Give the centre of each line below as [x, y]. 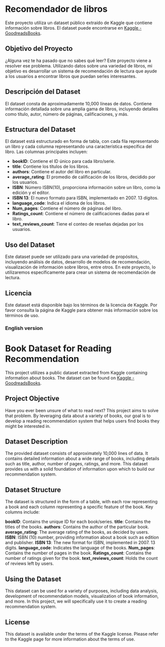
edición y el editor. [31, 193]
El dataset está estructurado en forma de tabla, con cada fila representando [82, 141]
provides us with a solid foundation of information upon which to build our [80, 469]
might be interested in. [28, 426]
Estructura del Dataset [40, 129]
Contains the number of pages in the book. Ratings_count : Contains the [78, 553]
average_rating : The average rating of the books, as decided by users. [77, 532]
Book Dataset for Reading [58, 349]
